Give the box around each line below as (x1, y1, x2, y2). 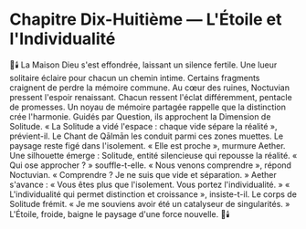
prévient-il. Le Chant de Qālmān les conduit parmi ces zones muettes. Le (9, 130, 284, 141)
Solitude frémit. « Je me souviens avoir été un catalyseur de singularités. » (9, 198, 290, 209)
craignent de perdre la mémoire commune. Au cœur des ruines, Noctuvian (9, 82, 290, 93)
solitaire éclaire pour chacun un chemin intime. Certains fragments (9, 72, 260, 83)
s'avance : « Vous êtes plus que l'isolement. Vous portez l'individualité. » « (9, 179, 290, 190)
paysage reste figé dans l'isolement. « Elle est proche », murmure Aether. (9, 140, 286, 151)
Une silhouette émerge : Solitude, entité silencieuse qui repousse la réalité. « (9, 150, 298, 161)
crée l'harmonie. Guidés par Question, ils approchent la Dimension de (9, 110, 271, 122)
